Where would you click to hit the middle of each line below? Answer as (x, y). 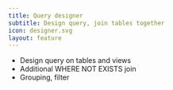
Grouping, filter (44, 77)
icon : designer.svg (40, 30)
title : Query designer (46, 16)
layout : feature (35, 38)
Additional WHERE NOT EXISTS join (78, 69)
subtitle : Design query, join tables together (86, 23)
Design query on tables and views (75, 61)
